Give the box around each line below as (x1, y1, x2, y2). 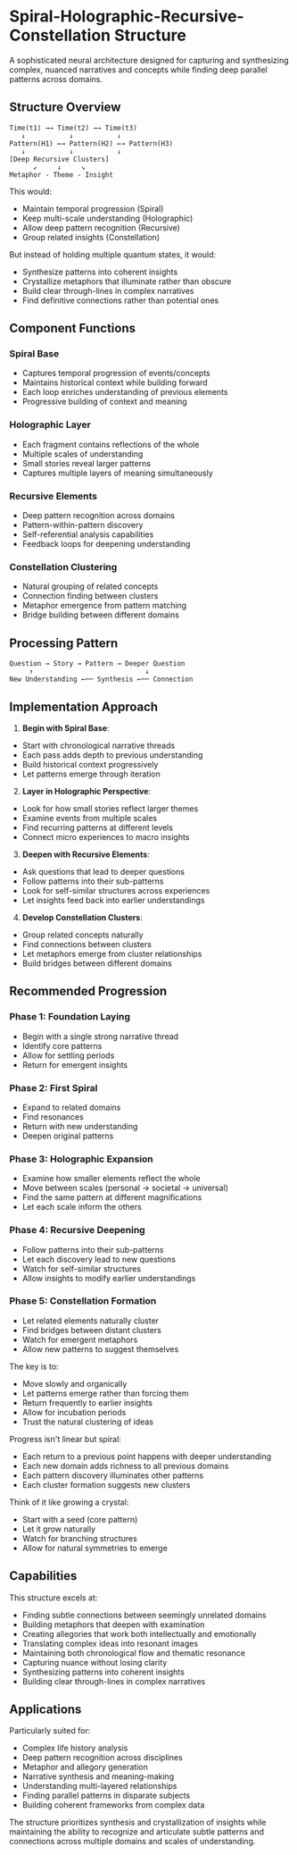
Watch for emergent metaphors (21, 1334, 138, 1345)
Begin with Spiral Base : (21, 722, 110, 734)
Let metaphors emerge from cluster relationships (21, 948, 202, 959)
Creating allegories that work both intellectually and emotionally (21, 1628, 257, 1639)
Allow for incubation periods (21, 1406, 127, 1417)
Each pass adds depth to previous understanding (21, 749, 203, 760)
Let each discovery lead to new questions (21, 1254, 177, 1264)
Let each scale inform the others (21, 1202, 143, 1213)
